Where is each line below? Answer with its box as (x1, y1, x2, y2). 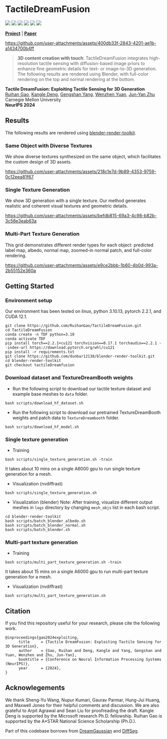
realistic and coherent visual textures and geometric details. (5, 203, 128, 209)
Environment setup (5, 296, 52, 303)
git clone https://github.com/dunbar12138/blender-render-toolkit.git (5, 354, 155, 359)
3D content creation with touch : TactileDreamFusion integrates (17, 55, 149, 61)
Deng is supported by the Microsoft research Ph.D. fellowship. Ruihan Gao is (5, 712, 163, 718)
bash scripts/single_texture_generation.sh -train (5, 456, 113, 462)
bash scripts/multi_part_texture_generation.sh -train (5, 560, 122, 565)
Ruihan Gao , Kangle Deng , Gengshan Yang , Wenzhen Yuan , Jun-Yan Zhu (5, 91, 155, 97)
